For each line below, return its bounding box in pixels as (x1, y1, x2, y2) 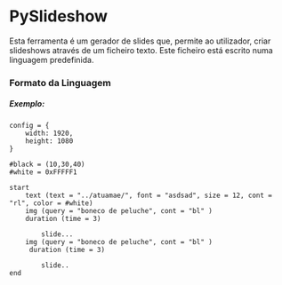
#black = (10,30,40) (9, 160, 86, 169)
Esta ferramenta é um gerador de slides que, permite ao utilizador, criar (9, 36, 271, 46)
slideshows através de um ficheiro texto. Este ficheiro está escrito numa (9, 44, 273, 55)
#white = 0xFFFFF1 (9, 167, 77, 177)
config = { (9, 121, 50, 130)
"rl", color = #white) (9, 198, 93, 208)
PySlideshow (9, 6, 109, 27)
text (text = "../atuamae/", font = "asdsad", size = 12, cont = (25, 191, 273, 200)
